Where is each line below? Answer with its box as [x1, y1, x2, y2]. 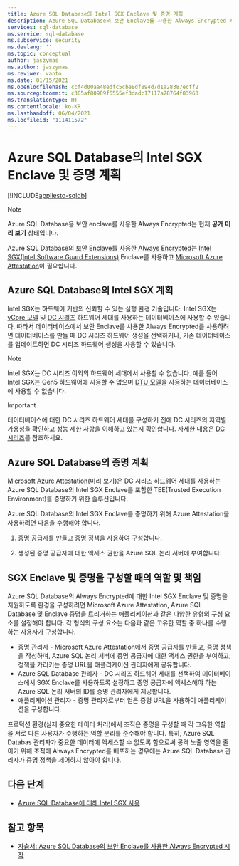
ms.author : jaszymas [7, 63, 69, 71]
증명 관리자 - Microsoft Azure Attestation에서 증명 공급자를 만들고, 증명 [17, 642, 219, 651]
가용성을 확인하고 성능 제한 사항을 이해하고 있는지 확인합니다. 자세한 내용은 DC [7, 424, 225, 433]
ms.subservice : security [7, 37, 81, 44]
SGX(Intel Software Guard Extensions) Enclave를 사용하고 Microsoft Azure [7, 252, 223, 261]
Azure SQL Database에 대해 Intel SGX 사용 [17, 798, 140, 807]
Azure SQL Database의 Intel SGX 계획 [7, 284, 174, 296]
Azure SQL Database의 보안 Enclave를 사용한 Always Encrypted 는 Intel [7, 244, 212, 252]
